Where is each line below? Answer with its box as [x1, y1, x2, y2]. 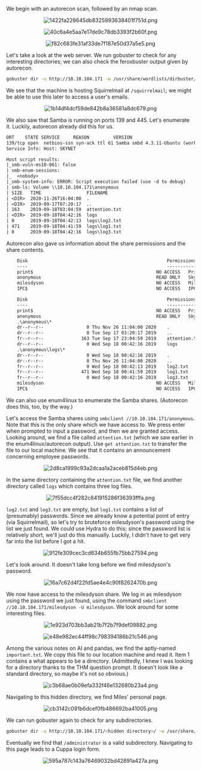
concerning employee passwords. [6, 453, 90, 460]
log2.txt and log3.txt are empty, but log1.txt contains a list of [6, 505, 163, 513]
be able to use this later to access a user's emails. [6, 93, 130, 100]
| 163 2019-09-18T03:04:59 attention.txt [6, 206, 121, 212]
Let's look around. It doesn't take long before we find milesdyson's [6, 561, 171, 568]
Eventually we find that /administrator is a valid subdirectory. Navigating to [6, 739, 193, 746]
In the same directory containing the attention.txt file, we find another [6, 476, 182, 483]
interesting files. [6, 609, 46, 617]
